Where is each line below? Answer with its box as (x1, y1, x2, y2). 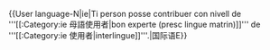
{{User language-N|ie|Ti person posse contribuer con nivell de (8, 9, 241, 19)
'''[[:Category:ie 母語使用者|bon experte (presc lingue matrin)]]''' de (8, 19, 261, 29)
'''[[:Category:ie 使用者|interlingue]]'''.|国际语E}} (8, 30, 188, 40)
